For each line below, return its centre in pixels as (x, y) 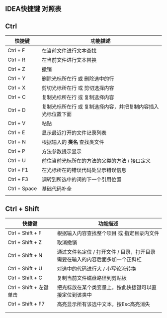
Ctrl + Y (17, 79)
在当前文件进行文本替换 (69, 60)
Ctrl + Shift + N (25, 255)
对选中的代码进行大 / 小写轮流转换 (97, 269)
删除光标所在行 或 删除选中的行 (78, 79)
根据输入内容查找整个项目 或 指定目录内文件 (108, 233)
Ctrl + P (17, 151)
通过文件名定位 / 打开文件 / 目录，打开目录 (106, 252)
